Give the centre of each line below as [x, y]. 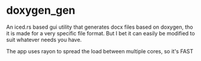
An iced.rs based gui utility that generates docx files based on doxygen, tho [100, 27]
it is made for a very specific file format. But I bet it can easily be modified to [100, 33]
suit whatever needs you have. [44, 39]
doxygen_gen [41, 10]
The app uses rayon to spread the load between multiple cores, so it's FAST [100, 51]
